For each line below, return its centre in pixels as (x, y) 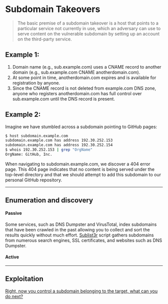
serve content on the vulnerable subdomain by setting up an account (88, 34)
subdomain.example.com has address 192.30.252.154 (59, 145)
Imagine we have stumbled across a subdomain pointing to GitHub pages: (81, 127)
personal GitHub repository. (34, 180)
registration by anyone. (36, 83)
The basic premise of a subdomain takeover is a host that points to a (88, 23)
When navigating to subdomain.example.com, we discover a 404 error (78, 164)
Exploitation (24, 279)
